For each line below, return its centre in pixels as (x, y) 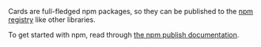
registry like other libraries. (52, 20)
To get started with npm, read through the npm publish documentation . (124, 35)
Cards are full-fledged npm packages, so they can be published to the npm (131, 11)
